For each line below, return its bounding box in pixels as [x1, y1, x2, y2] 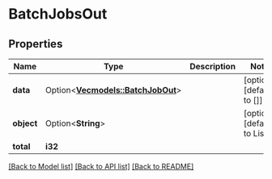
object [12, 118, 38, 129]
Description [189, 61, 236, 72]
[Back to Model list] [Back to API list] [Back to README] [8, 162, 194, 171]
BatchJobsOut [8, 5, 108, 23]
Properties [8, 37, 63, 51]
